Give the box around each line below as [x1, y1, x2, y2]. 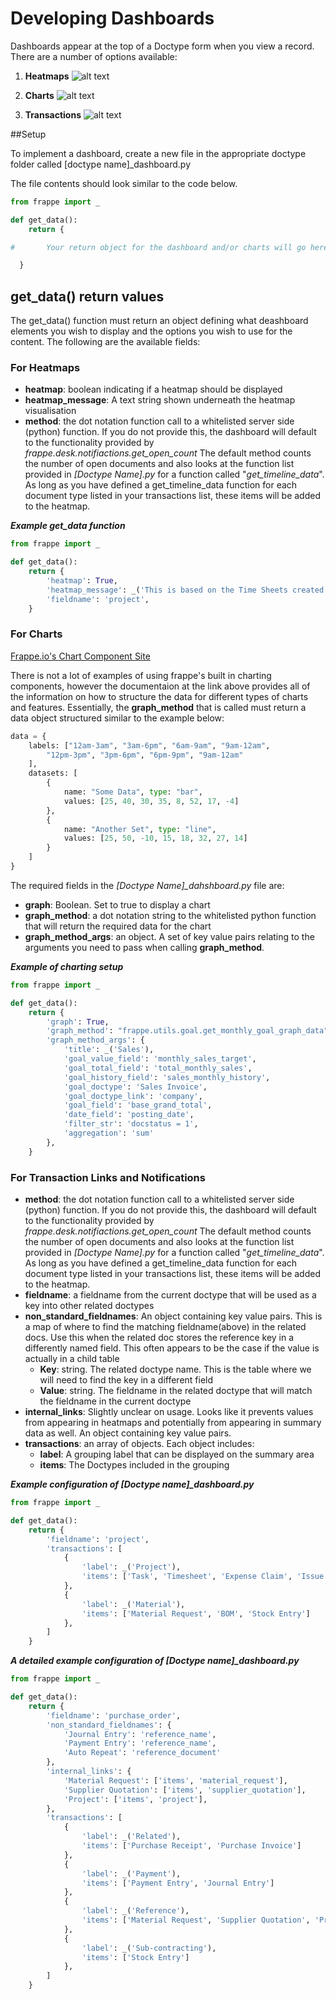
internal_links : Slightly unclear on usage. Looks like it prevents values [24, 1406, 314, 1418]
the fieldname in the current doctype [39, 1395, 192, 1407]
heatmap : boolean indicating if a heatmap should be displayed [24, 383, 283, 396]
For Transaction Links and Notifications [10, 1170, 206, 1184]
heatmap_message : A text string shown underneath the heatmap [24, 394, 296, 406]
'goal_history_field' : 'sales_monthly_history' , [63, 1072, 271, 1082]
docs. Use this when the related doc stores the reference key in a [24, 1332, 295, 1344]
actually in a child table [24, 1353, 120, 1365]
